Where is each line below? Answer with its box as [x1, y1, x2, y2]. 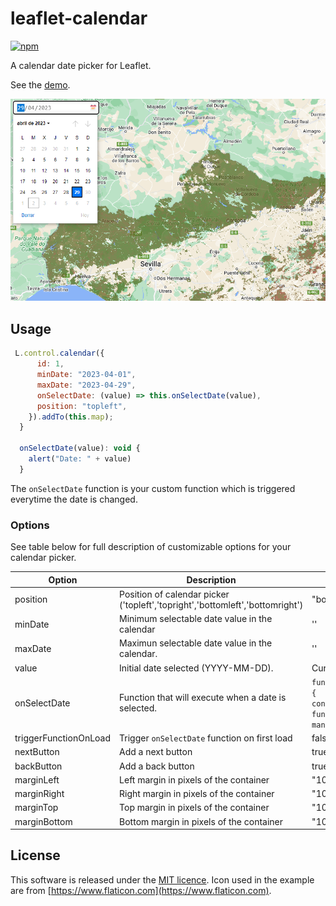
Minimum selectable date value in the [119, 613, 273, 625]
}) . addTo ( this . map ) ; [28, 412, 114, 422]
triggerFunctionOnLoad [14, 732, 112, 744]
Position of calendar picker [119, 588, 230, 600]
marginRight [14, 788, 65, 800]
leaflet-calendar [10, 7, 148, 30]
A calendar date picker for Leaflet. [10, 59, 152, 71]
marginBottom [14, 815, 73, 827]
